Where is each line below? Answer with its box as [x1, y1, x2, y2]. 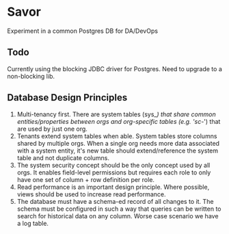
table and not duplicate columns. [16, 153, 109, 161]
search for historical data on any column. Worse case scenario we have [16, 211, 219, 220]
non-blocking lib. [7, 72, 55, 80]
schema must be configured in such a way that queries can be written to [16, 205, 221, 213]
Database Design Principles [7, 92, 128, 103]
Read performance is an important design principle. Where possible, [16, 183, 210, 191]
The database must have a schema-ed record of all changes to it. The [16, 197, 214, 205]
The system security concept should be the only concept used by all [16, 161, 211, 169]
